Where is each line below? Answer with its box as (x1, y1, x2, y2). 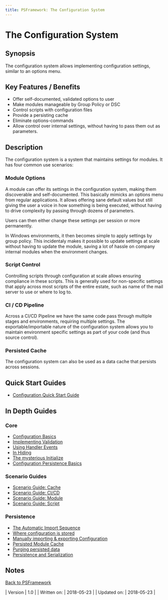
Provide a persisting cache (12, 112, 69, 118)
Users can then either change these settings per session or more (5, 217, 140, 223)
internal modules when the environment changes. (5, 248, 108, 254)
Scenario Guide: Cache (12, 484, 61, 491)
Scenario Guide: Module (12, 495, 63, 501)
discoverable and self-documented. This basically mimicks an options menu (5, 191, 163, 197)
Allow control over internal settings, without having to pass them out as (12, 123, 160, 129)
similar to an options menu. (5, 68, 62, 74)
